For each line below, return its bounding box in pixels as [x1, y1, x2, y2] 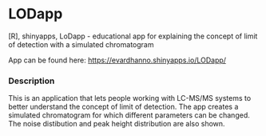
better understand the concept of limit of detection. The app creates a [8, 102, 239, 112]
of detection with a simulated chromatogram [8, 39, 154, 49]
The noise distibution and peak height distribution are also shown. [8, 119, 225, 129]
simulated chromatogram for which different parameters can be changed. [8, 110, 250, 120]
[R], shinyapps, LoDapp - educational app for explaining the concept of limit [8, 31, 258, 41]
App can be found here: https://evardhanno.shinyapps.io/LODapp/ [8, 55, 226, 65]
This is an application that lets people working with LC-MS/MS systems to [8, 94, 252, 103]
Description [8, 75, 55, 86]
